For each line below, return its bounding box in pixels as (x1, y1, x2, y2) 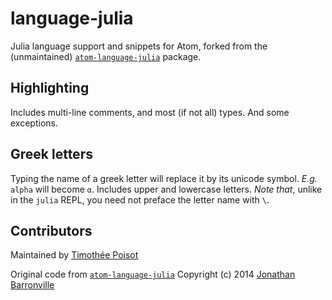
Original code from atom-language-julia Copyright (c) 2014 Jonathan (10, 268, 296, 281)
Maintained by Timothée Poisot (10, 249, 139, 261)
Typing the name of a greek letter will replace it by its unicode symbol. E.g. (10, 172, 318, 184)
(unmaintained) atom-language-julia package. (10, 50, 202, 62)
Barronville (10, 279, 55, 291)
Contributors (10, 222, 93, 239)
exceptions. (10, 117, 58, 129)
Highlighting (10, 80, 90, 97)
